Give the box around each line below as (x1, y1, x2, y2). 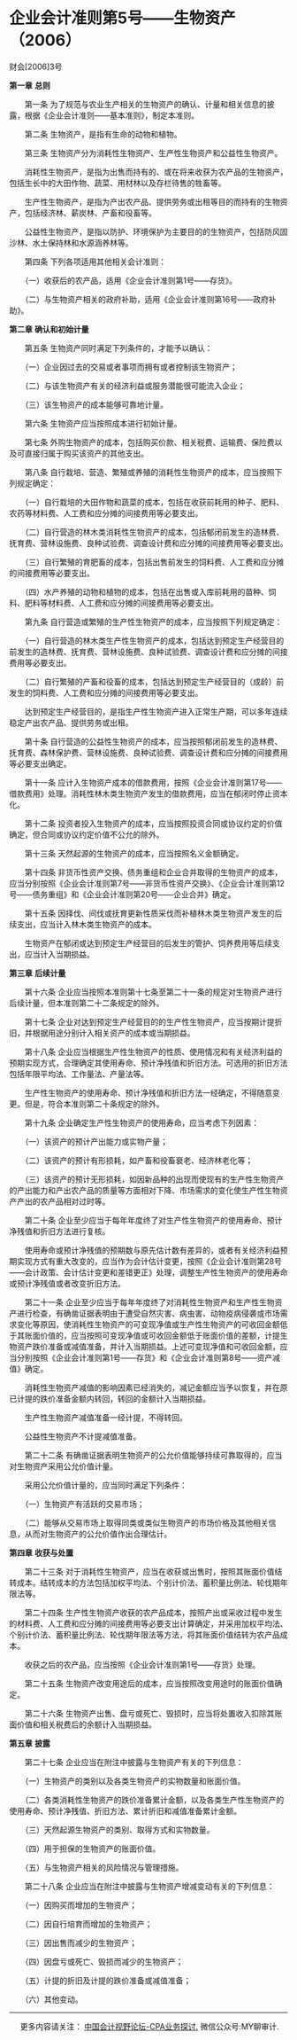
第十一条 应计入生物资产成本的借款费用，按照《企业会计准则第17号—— (24, 777, 283, 787)
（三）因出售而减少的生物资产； (24, 1937, 137, 1948)
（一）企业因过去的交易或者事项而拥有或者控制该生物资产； (24, 361, 238, 372)
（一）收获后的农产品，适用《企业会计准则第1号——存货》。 (24, 275, 237, 285)
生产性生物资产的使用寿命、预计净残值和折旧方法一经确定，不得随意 (24, 1087, 272, 1098)
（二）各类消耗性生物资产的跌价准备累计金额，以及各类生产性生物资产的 (24, 1794, 285, 1805)
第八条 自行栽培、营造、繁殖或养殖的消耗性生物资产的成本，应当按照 (24, 466, 275, 477)
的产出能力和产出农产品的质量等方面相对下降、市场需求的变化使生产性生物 (9, 1184, 280, 1195)
